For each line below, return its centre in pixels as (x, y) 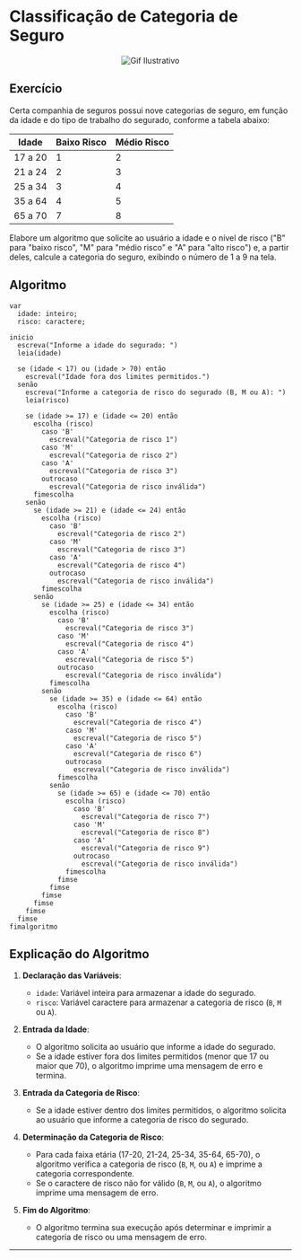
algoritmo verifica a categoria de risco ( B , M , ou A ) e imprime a (149, 1164)
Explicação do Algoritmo (79, 954)
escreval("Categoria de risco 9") (146, 848)
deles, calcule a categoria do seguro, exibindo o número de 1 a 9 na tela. (143, 257)
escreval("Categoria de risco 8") (146, 833)
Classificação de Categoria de (124, 17)
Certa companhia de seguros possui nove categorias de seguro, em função (149, 110)
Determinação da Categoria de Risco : (93, 1137)
